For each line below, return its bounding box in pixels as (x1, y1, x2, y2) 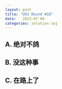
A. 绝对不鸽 (5, 40, 40, 48)
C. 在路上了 (5, 76, 39, 85)
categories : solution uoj (5, 21, 58, 26)
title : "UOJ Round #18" (5, 12, 54, 17)
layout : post (5, 7, 32, 12)
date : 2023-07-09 (5, 16, 45, 21)
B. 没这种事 (5, 58, 39, 67)
